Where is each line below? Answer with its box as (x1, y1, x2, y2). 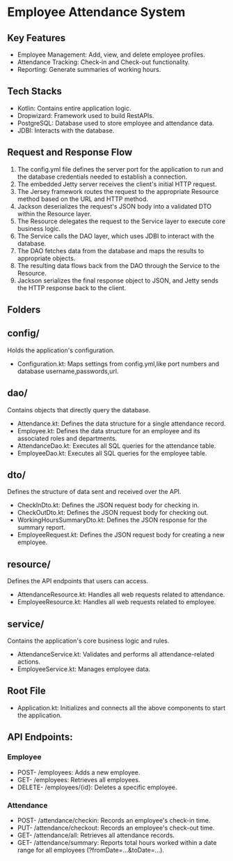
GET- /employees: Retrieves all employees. (17, 775, 140, 784)
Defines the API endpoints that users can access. (7, 577, 148, 585)
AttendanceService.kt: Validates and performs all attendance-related (17, 650, 214, 659)
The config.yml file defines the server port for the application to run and (17, 165, 224, 173)
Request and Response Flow (7, 147, 133, 158)
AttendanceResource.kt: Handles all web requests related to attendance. (17, 590, 225, 599)
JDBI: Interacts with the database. (17, 126, 115, 135)
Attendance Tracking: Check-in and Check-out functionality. (17, 58, 190, 66)
